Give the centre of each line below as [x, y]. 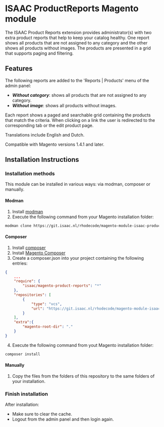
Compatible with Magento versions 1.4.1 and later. [55, 144]
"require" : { [27, 281]
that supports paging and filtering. [40, 53]
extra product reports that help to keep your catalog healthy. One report [77, 38]
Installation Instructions [42, 160]
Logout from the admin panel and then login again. [63, 419]
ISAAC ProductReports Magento [72, 9]
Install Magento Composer [39, 253]
